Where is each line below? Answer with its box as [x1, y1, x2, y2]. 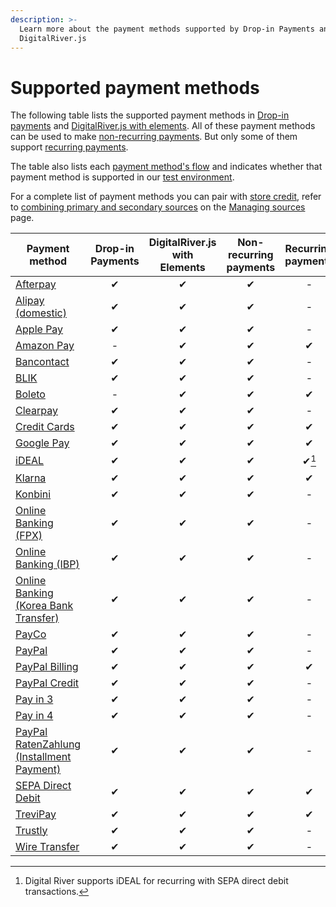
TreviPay [15, 807, 57, 821]
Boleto [15, 387, 46, 401]
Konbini [15, 487, 52, 501]
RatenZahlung [15, 737, 82, 751]
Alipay [15, 294, 45, 308]
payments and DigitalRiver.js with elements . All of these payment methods [10, 120, 316, 132]
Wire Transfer [15, 839, 80, 853]
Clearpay [15, 404, 58, 418]
